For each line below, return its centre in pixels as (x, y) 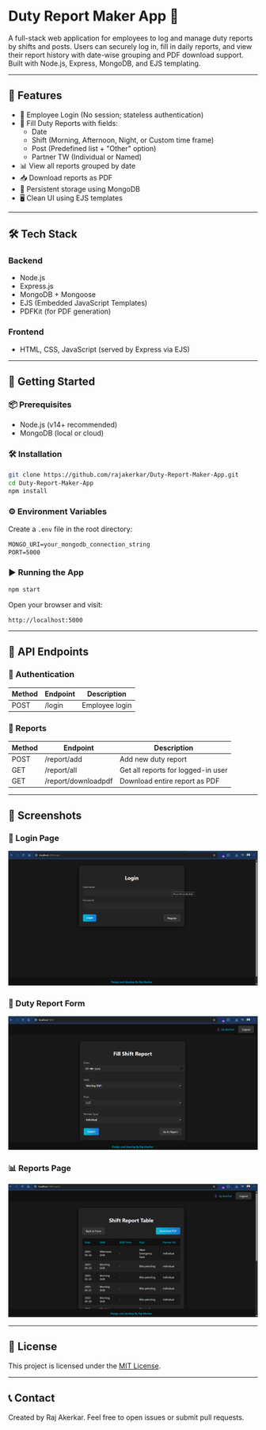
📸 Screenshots (45, 816)
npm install (28, 491)
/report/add (64, 759)
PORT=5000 (25, 552)
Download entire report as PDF (170, 781)
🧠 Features (35, 95)
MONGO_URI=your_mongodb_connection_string (79, 544)
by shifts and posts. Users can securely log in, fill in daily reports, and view (130, 46)
